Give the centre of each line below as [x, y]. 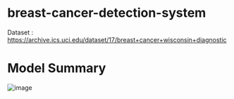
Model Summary [57, 68]
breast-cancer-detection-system [107, 13]
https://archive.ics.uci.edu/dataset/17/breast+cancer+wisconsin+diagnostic [117, 39]
